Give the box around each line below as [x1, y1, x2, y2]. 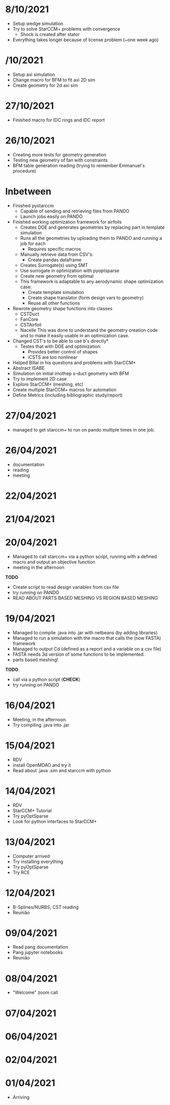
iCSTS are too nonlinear [27, 354, 78, 360]
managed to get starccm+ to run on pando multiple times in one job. [12, 426, 155, 433]
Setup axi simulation [12, 71, 55, 77]
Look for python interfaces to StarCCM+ [12, 818, 97, 824]
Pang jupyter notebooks [12, 949, 63, 956]
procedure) [12, 168, 37, 174]
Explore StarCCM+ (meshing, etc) [12, 381, 84, 387]
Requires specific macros [27, 246, 81, 252]
